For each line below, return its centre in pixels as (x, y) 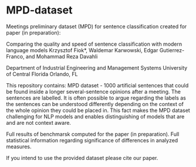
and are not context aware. (39, 122)
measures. (19, 146)
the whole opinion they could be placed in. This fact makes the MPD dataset (98, 110)
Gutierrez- (172, 50)
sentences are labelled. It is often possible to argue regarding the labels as (96, 98)
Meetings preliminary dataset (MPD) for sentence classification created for (97, 26)
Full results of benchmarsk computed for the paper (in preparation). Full (93, 134)
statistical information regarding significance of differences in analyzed (92, 140)
